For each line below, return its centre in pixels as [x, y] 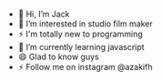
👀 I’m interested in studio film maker [85, 24]
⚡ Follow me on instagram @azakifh [85, 67]
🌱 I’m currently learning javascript [81, 47]
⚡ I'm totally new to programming [80, 34]
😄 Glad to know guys [58, 56]
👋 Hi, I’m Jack [44, 14]
